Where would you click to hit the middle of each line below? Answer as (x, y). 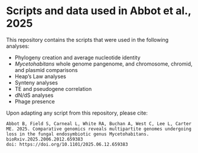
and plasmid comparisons (46, 70)
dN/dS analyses (34, 95)
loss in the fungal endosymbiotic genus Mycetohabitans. (78, 134)
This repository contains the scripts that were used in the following (87, 40)
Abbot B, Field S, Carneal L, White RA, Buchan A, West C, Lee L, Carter (99, 123)
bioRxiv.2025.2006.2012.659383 (45, 139)
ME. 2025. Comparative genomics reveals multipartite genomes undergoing (99, 129)
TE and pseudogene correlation (53, 89)
